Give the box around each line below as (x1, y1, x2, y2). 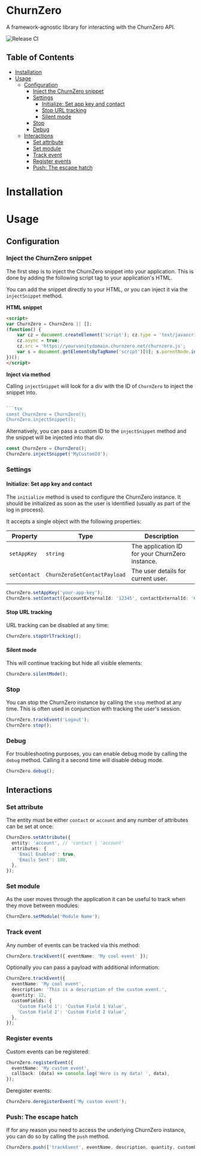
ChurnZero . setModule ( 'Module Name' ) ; (6, 914, 100, 920)
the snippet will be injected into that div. (6, 434, 105, 441)
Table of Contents (6, 52, 75, 63)
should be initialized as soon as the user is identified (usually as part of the (6, 500, 190, 507)
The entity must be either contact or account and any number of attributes (6, 817, 188, 823)
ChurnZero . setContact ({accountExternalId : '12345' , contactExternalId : (6, 595, 188, 601)
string (45, 550, 65, 558)
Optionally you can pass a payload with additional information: (6, 964, 160, 971)
